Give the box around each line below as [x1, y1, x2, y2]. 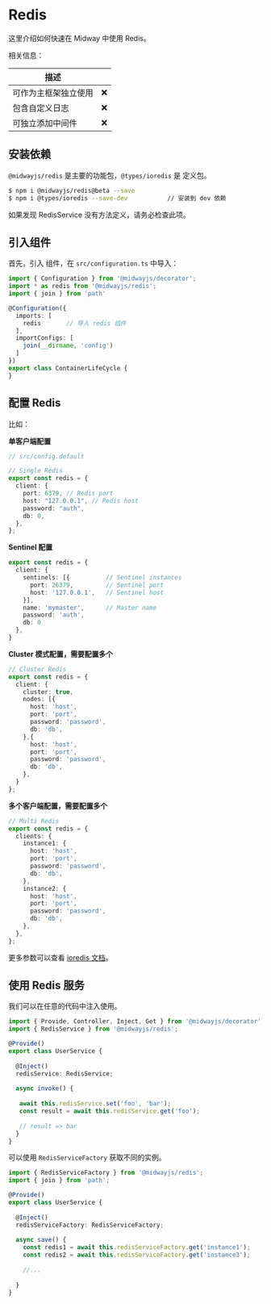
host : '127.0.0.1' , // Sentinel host [29, 588, 164, 596]
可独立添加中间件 [12, 117, 78, 128]
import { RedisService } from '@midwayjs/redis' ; [8, 1025, 179, 1034]
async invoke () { [15, 1085, 74, 1093]
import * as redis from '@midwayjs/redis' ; [8, 282, 157, 290]
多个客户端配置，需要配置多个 [8, 800, 107, 810]
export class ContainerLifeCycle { [8, 364, 128, 372]
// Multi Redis [8, 817, 60, 825]
